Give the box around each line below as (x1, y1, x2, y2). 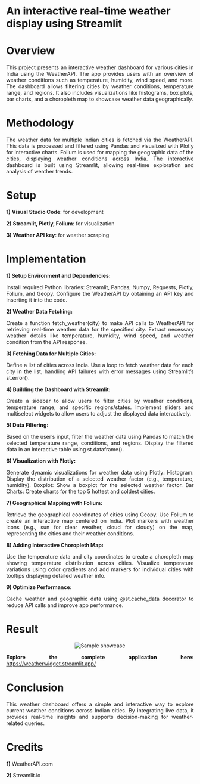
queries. (24, 720, 45, 727)
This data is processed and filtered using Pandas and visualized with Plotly (6, 142, 194, 150)
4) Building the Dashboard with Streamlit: (6, 386, 111, 393)
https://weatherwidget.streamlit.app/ (6, 660, 96, 667)
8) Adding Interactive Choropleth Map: (6, 541, 104, 549)
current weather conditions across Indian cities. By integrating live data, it (6, 706, 194, 714)
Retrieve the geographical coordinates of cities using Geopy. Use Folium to (6, 511, 194, 518)
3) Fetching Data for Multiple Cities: (6, 350, 96, 357)
